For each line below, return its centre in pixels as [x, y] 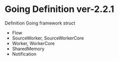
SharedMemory [28, 48]
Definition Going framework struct [40, 23]
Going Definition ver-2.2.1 [59, 9]
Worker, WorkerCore [33, 43]
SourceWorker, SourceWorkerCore [48, 38]
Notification [24, 54]
